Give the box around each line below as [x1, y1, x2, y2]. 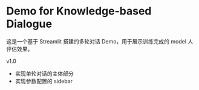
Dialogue [6, 17, 53, 31]
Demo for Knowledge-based [6, 4, 152, 18]
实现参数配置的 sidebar [15, 77, 73, 85]
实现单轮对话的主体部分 [15, 69, 74, 77]
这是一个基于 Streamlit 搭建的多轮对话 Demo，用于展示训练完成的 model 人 [6, 37, 194, 45]
